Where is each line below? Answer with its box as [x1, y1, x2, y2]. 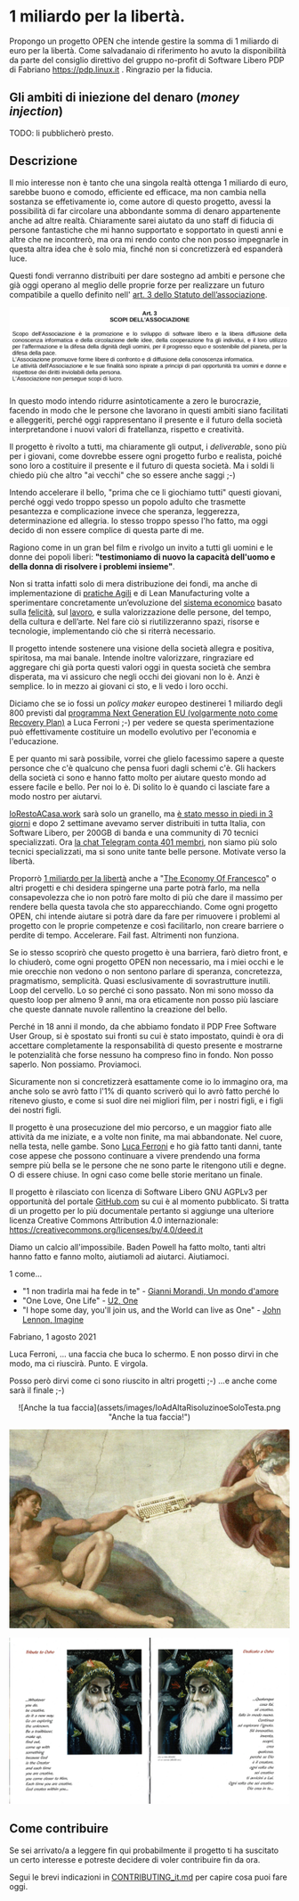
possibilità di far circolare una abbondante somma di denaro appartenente [9, 205, 281, 216]
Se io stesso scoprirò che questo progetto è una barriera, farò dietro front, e [9, 947, 288, 958]
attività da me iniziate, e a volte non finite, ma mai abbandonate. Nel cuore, [9, 1132, 283, 1143]
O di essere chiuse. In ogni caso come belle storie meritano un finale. [9, 1169, 263, 1180]
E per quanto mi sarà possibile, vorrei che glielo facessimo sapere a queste [9, 753, 285, 764]
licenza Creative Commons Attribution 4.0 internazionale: [9, 1215, 219, 1226]
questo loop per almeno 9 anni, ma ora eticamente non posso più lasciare [9, 995, 279, 1005]
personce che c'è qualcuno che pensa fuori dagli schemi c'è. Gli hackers [9, 763, 277, 774]
